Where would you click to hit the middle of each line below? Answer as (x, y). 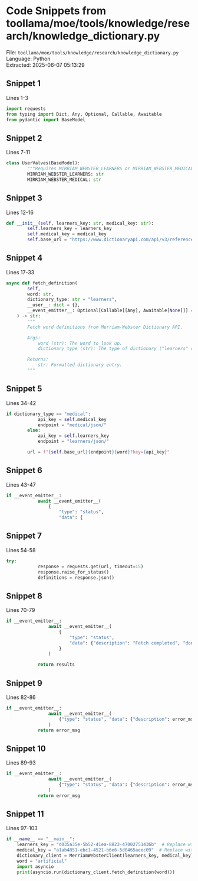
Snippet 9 (24, 683)
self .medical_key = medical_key (67, 234)
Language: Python (29, 59)
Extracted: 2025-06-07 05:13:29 (45, 65)
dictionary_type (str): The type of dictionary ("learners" (113, 349)
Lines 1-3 (17, 98)
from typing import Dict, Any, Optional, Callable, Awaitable (84, 114)
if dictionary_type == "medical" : (49, 414)
